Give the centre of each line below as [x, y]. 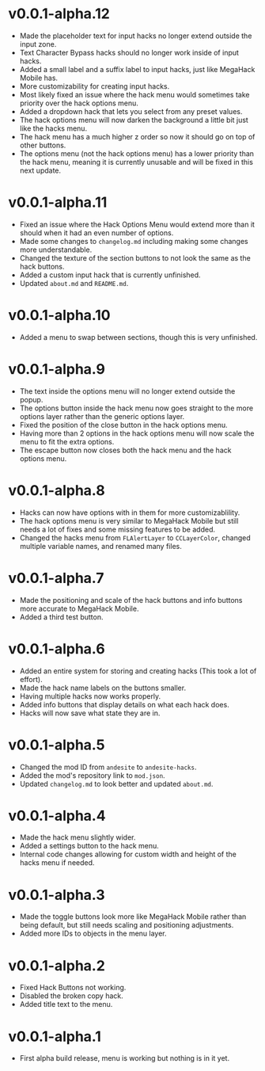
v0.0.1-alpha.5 [57, 745]
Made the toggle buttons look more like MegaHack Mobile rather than [133, 917]
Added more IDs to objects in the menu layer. [93, 934]
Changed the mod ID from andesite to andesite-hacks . [108, 767]
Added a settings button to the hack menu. [89, 846]
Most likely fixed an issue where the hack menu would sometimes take [134, 94]
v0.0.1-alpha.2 [57, 965]
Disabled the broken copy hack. [72, 996]
